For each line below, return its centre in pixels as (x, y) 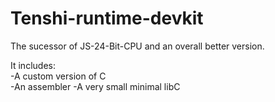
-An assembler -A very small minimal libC (95, 86)
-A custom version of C (58, 76)
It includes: (33, 65)
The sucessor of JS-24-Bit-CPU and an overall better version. (137, 46)
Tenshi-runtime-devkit (107, 18)
